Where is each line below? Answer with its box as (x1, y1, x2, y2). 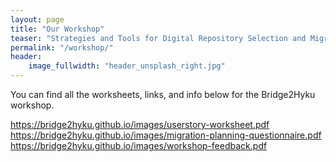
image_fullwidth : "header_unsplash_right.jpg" (28, 61, 226, 71)
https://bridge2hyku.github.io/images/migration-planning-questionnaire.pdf (10, 129, 322, 141)
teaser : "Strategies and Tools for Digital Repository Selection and (10, 33, 307, 43)
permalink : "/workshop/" (10, 42, 114, 53)
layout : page (10, 14, 65, 25)
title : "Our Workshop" (10, 24, 105, 34)
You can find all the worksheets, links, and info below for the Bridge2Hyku (10, 89, 316, 100)
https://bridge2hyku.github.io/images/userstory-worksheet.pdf (10, 119, 270, 130)
